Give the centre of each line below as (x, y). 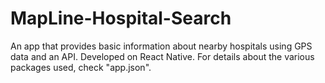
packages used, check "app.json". (81, 67)
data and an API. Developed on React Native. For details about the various (162, 56)
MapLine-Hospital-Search (121, 18)
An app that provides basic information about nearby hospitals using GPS (161, 46)
